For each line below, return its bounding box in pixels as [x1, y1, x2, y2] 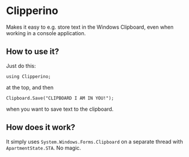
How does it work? [6, 122, 76, 132]
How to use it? [6, 47, 59, 57]
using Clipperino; [6, 73, 51, 80]
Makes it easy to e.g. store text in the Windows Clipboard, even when [6, 23, 174, 30]
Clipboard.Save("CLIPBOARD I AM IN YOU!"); [6, 95, 114, 101]
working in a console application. [6, 29, 86, 36]
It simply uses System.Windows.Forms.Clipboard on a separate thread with [6, 138, 183, 145]
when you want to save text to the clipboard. [6, 105, 114, 112]
